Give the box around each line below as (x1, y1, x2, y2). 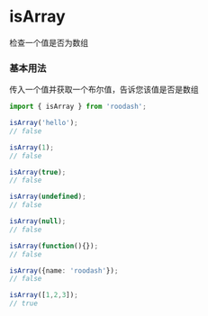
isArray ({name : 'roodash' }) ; (9, 266, 119, 275)
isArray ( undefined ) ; (9, 192, 87, 202)
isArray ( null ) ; (9, 217, 67, 226)
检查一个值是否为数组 (9, 37, 88, 48)
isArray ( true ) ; (9, 167, 67, 176)
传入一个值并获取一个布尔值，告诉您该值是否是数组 (9, 84, 199, 95)
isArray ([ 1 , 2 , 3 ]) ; (9, 291, 78, 300)
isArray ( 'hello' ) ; (9, 119, 78, 128)
